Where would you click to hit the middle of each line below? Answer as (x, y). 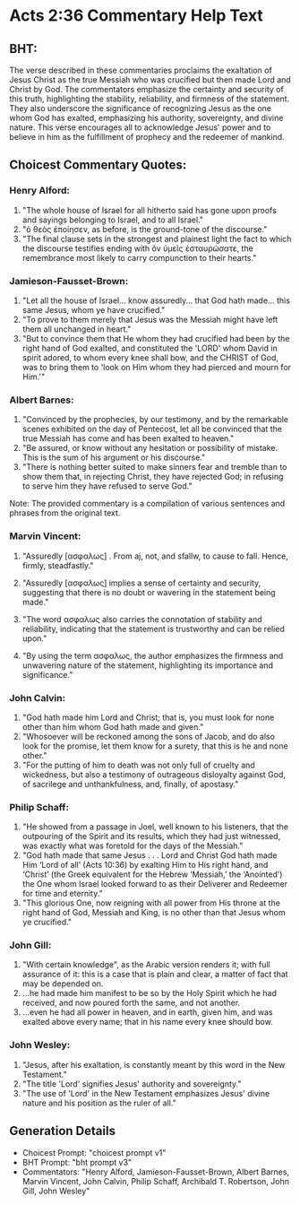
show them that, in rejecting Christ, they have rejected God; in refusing (153, 477)
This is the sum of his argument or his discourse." (114, 457)
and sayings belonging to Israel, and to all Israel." (113, 220)
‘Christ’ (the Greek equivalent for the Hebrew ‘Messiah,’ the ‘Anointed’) (152, 874)
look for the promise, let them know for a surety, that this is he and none (155, 746)
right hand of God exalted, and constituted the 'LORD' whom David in (150, 348)
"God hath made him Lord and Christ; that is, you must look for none (148, 717)
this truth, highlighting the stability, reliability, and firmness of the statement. (150, 99)
